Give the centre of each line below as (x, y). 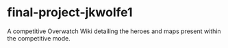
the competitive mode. (39, 38)
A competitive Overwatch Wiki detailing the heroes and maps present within (114, 31)
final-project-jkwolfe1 (70, 13)
